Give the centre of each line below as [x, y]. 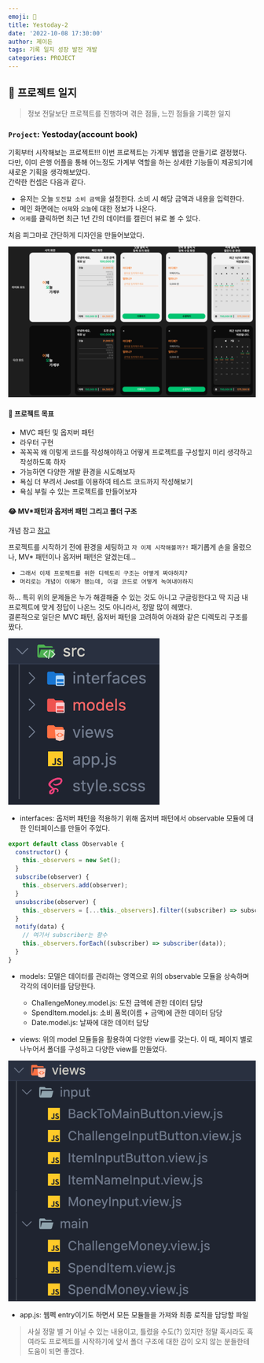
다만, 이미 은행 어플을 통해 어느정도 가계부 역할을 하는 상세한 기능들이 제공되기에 [131, 162]
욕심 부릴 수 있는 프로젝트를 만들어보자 [78, 491]
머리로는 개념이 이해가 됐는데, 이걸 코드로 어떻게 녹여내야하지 [106, 581]
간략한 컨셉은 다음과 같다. [47, 182]
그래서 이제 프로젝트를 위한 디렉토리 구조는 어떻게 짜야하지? [104, 573]
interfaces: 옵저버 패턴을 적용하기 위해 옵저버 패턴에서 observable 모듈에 [132, 818]
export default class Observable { [66, 844]
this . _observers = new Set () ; [72, 861]
